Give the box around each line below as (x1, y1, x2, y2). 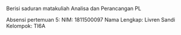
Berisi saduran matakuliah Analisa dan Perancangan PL (6, 5, 142, 12)
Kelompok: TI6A (6, 23, 46, 29)
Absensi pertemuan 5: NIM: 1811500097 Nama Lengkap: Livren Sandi (6, 16, 176, 23)
